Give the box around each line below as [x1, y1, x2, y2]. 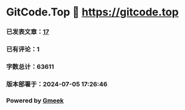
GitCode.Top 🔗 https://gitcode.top [6, 5, 179, 19]
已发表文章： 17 [6, 28, 50, 36]
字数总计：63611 [6, 62, 54, 71]
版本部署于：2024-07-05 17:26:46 [6, 80, 107, 88]
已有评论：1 [6, 45, 40, 54]
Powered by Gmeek [6, 96, 64, 105]
